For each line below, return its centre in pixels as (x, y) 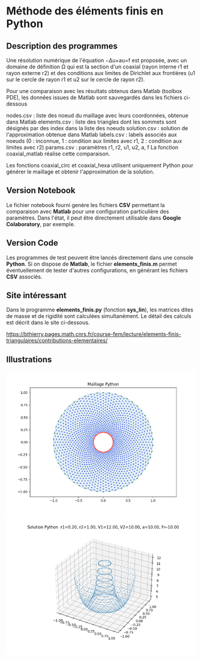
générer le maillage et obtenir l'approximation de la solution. (80, 172)
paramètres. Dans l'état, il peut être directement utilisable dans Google (94, 218)
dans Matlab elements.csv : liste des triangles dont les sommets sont (91, 122)
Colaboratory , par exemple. (41, 224)
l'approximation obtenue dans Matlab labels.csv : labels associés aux (91, 134)
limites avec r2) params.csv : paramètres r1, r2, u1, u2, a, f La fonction (92, 147)
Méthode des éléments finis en (85, 11)
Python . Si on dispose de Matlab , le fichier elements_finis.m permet (91, 264)
